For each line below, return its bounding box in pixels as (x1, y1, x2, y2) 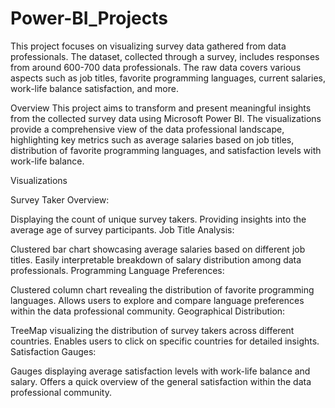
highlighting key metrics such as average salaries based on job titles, (10, 133, 295, 146)
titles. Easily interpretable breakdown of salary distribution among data (10, 253, 302, 266)
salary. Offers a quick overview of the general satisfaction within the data (10, 375, 312, 387)
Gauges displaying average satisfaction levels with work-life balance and (10, 365, 311, 377)
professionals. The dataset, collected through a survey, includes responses (10, 50, 320, 62)
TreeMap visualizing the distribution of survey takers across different (10, 324, 295, 336)
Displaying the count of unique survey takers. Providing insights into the (10, 213, 307, 225)
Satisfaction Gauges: (10, 345, 97, 357)
